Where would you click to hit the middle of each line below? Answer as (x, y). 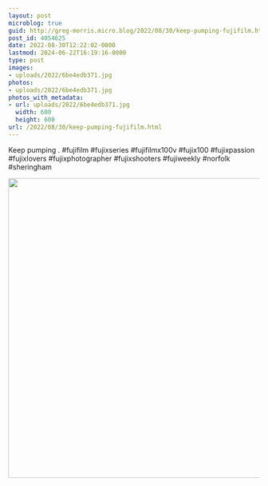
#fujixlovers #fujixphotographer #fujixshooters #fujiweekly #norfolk (119, 158)
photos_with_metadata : (46, 98)
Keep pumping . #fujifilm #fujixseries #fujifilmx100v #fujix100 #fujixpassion (132, 149)
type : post (26, 61)
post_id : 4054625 (37, 38)
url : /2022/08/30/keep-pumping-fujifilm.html (85, 127)
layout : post (30, 16)
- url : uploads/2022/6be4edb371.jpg (69, 105)
